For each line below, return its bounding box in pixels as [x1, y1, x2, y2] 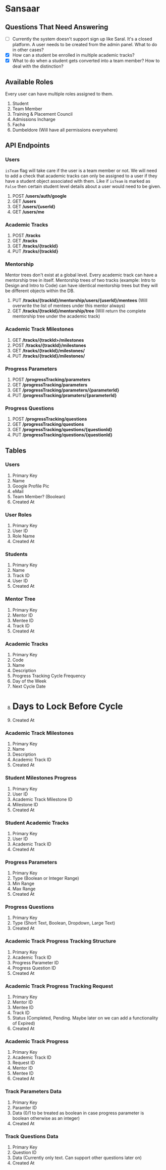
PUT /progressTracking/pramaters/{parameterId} [12, 392, 117, 398]
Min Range [12, 880, 35, 887]
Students [5, 551, 28, 558]
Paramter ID [12, 1104, 37, 1110]
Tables [5, 446, 26, 455]
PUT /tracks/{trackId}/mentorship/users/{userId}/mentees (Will [12, 298, 148, 304]
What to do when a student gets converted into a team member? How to [12, 58, 160, 64]
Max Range [12, 886, 36, 892]
